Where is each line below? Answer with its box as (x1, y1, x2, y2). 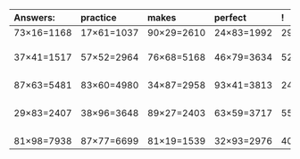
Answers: (13, 12, 55, 23)
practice (79, 12, 117, 23)
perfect (213, 12, 247, 23)
